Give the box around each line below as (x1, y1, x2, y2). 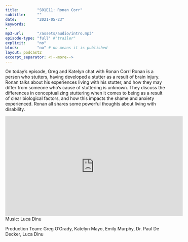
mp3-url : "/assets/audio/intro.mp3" (5, 31, 94, 36)
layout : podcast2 (5, 50, 42, 55)
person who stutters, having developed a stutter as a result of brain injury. (5, 74, 160, 80)
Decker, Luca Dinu (5, 231, 44, 237)
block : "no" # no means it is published (5, 45, 108, 50)
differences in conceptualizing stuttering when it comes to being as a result (5, 90, 163, 96)
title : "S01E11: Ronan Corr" (5, 7, 83, 13)
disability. (5, 106, 25, 112)
